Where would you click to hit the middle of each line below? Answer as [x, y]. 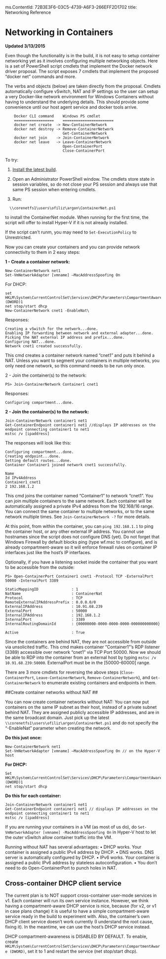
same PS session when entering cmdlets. [54, 189]
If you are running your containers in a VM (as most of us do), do [71, 827]
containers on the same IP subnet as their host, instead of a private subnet [81, 707]
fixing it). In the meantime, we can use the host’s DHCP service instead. [78, 927]
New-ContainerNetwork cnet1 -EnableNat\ [47, 311]
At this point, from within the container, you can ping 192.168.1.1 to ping [79, 526]
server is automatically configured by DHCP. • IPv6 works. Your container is [82, 857]
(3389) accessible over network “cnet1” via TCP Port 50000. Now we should [83, 652]
